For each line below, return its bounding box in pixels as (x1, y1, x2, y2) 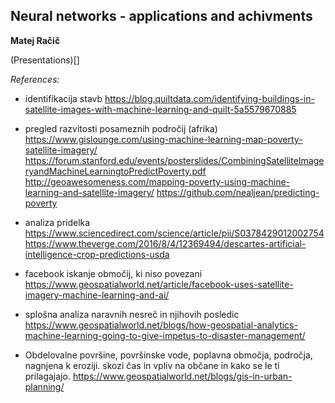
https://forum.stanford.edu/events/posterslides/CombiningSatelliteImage (24, 154, 325, 166)
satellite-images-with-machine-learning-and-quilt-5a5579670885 (24, 103, 297, 115)
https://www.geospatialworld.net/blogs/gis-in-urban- (72, 370, 293, 382)
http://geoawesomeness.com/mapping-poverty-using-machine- (24, 175, 291, 188)
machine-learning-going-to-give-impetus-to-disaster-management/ (24, 329, 306, 341)
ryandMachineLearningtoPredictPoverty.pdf (24, 165, 207, 177)
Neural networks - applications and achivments (10, 8, 313, 25)
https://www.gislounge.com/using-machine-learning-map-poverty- (24, 133, 303, 145)
